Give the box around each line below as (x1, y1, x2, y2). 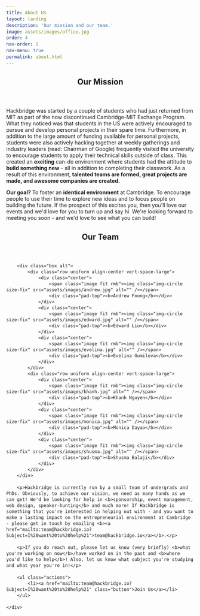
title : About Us (6, 10, 47, 16)
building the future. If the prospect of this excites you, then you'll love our (6, 201, 187, 209)
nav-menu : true (6, 48, 44, 54)
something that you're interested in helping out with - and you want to (6, 508, 194, 515)
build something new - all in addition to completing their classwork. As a (6, 165, 186, 172)
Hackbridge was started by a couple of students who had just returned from (6, 107, 193, 114)
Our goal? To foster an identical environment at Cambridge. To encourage (6, 189, 191, 196)
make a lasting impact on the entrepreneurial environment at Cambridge (6, 514, 191, 521)
